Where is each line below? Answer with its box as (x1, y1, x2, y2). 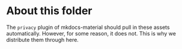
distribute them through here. (6, 36, 79, 43)
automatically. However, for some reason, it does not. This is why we (6, 30, 176, 37)
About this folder (6, 4, 93, 18)
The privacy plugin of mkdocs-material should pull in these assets (6, 24, 170, 31)
